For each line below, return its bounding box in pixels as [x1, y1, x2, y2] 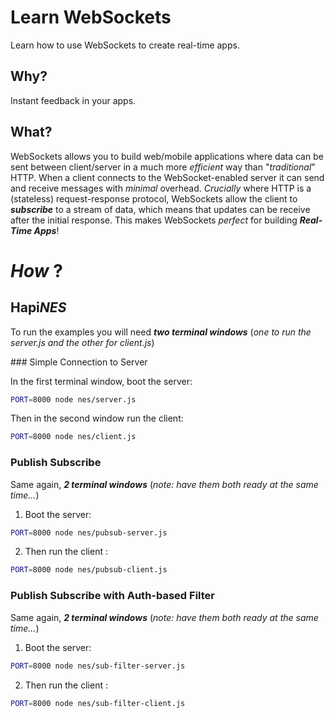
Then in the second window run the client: [10, 412, 184, 425]
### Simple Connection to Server [10, 356, 148, 368]
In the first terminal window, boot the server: [10, 375, 193, 387]
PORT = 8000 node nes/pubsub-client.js [10, 565, 168, 575]
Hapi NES [10, 299, 67, 316]
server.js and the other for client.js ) [10, 336, 155, 348]
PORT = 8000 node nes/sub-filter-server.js [10, 661, 186, 671]
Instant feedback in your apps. [10, 94, 137, 106]
